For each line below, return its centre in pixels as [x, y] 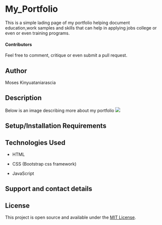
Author [16, 70]
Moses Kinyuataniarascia [30, 83]
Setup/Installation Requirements [56, 126]
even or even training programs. [38, 33]
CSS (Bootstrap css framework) [44, 164]
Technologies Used [35, 143]
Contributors [19, 44]
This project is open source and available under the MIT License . [71, 218]
